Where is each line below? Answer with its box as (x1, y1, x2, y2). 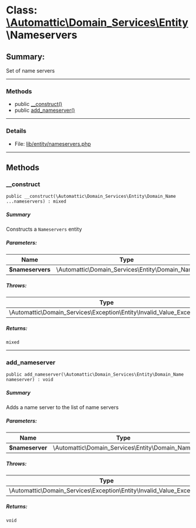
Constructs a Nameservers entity (6, 226, 82, 233)
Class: (6, 4, 38, 17)
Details (6, 127, 27, 135)
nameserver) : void (6, 377, 54, 383)
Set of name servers (6, 67, 55, 74)
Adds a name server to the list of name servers (6, 404, 119, 411)
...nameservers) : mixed (6, 198, 66, 205)
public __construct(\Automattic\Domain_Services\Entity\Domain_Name (6, 194, 176, 200)
